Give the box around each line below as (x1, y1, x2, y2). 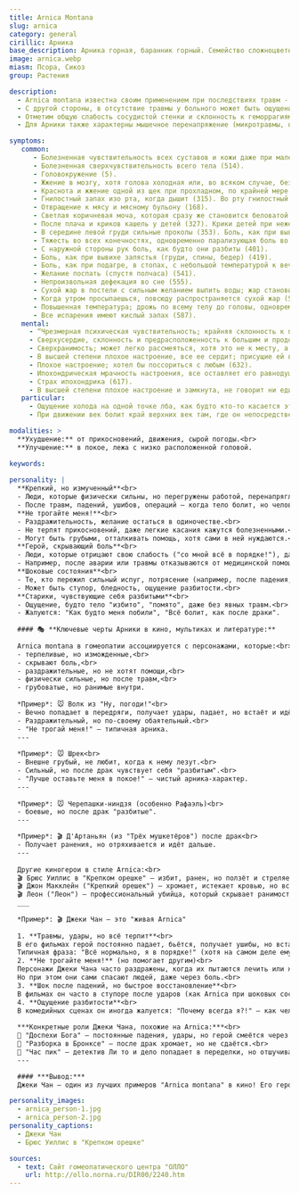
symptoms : (9, 137, 46, 145)
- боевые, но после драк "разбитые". (17, 808, 158, 816)
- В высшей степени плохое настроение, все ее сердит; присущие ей (28, 352, 285, 361)
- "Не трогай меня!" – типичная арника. (17, 725, 169, 733)
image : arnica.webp (9, 54, 82, 63)
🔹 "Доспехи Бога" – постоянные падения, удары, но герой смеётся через (17, 1031, 289, 1040)
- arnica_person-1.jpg (17, 1105, 101, 1114)
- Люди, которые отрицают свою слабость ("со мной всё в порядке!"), (17, 551, 280, 559)
